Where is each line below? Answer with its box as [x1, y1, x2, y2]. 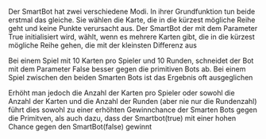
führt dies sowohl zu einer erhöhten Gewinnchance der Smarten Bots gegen [8, 105, 258, 114]
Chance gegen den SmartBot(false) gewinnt [8, 122, 152, 131]
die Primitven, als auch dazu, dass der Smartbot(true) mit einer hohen [8, 114, 237, 122]
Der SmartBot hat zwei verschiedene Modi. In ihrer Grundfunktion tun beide [8, 7, 256, 16]
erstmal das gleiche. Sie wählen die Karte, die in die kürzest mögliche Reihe [8, 15, 256, 25]
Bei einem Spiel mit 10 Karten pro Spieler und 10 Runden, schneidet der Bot [8, 56, 254, 65]
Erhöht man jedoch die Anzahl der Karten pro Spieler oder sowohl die [8, 88, 236, 98]
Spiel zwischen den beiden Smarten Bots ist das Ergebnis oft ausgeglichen [8, 73, 253, 82]
